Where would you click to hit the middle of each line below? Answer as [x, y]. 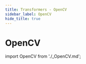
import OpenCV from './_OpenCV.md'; [43, 56]
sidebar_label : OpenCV [28, 14]
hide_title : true [23, 19]
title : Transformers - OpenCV [36, 10]
